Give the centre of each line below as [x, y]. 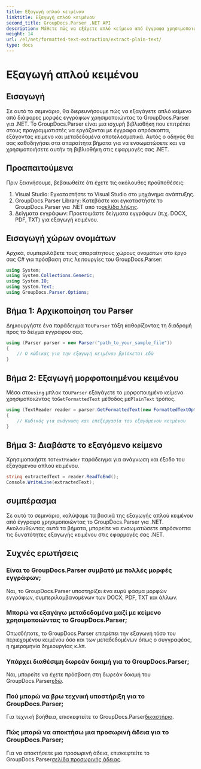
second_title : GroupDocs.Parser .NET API [59, 23]
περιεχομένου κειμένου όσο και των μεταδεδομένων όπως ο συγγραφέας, [99, 639]
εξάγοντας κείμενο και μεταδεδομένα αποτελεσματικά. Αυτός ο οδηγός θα [100, 136]
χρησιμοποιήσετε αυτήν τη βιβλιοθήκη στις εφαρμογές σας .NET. [88, 149]
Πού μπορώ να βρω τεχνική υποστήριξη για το [76, 697]
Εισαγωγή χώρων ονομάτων [61, 238]
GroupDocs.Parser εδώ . [35, 681]
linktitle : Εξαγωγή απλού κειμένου [51, 17]
